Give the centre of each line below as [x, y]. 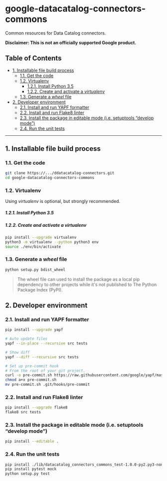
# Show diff [17, 352]
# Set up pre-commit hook [32, 366]
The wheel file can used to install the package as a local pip [79, 279]
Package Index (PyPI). [40, 289]
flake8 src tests [23, 412]
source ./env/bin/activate [33, 247]
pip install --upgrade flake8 [37, 408]
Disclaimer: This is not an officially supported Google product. [71, 42]
